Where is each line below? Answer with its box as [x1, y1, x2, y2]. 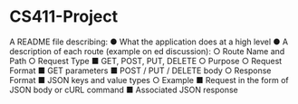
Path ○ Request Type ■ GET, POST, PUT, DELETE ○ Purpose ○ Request [9, 55, 283, 66]
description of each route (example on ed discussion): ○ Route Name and [9, 45, 285, 56]
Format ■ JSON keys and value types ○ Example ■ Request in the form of [9, 74, 290, 85]
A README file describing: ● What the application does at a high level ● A [9, 36, 288, 47]
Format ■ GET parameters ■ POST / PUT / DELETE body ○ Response [9, 65, 272, 76]
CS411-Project [9, 6, 119, 27]
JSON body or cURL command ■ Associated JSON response [9, 84, 238, 95]
